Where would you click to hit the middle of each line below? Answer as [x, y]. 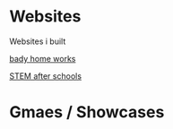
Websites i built [38, 41]
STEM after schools [46, 76]
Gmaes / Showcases [87, 112]
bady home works [43, 58]
